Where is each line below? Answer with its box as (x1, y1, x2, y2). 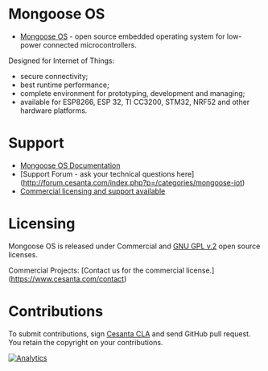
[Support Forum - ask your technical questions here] (19, 169, 195, 178)
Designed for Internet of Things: (8, 56, 115, 65)
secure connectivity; (19, 71, 89, 81)
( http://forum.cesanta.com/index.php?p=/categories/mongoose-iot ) (19, 177, 245, 187)
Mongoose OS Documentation (19, 160, 121, 170)
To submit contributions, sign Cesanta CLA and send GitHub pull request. (8, 328, 251, 339)
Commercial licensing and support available (19, 186, 166, 196)
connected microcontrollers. (43, 40, 137, 49)
